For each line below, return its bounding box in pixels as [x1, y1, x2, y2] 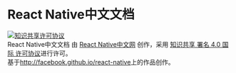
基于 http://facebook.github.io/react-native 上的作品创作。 [7, 57, 175, 66]
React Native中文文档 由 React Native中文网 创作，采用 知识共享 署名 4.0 [7, 40, 221, 48]
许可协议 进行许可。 [15, 49, 72, 57]
